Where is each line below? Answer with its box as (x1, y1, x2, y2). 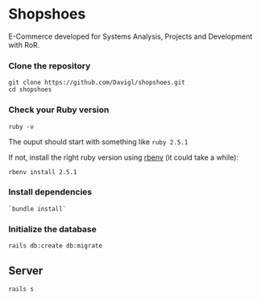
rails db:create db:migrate (8, 242, 103, 250)
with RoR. (8, 40, 40, 49)
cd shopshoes (8, 85, 52, 94)
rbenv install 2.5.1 (8, 168, 78, 176)
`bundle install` (8, 205, 67, 213)
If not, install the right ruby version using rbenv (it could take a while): (8, 152, 239, 162)
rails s (8, 285, 35, 293)
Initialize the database (8, 223, 97, 235)
